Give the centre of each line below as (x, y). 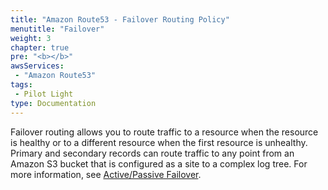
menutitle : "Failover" (57, 29)
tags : (21, 85)
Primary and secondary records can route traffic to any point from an (152, 153)
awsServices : (37, 66)
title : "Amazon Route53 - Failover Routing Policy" (120, 19)
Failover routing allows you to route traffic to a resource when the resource (164, 132)
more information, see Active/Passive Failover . (106, 174)
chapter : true (40, 47)
